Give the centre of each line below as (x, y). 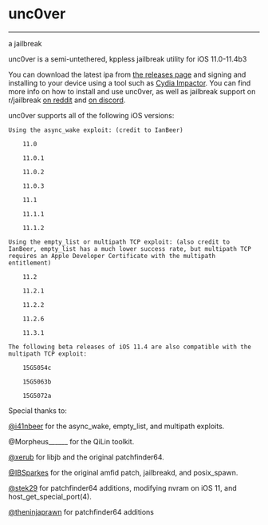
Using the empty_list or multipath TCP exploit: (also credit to (119, 242)
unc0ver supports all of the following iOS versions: (91, 115)
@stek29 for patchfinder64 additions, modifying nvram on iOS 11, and (122, 487)
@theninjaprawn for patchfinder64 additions (81, 511)
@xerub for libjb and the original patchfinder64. (87, 457)
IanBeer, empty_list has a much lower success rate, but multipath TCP (130, 249)
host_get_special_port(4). (50, 496)
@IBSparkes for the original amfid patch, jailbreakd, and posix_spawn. (123, 472)
